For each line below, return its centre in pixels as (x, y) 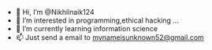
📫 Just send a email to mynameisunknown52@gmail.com (110, 37)
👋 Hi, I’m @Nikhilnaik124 (55, 12)
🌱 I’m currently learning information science (87, 29)
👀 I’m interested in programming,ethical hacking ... (97, 20)
